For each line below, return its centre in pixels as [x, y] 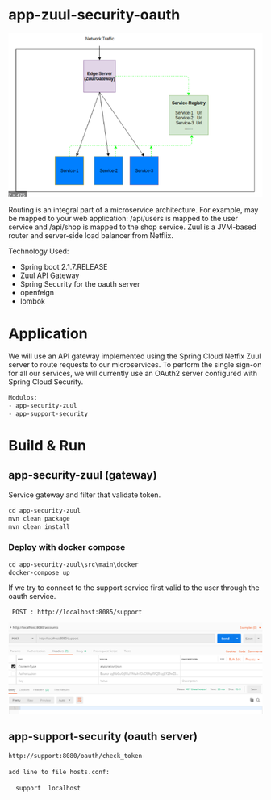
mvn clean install [39, 526]
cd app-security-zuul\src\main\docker [73, 564]
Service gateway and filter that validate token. [85, 495]
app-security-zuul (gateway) [83, 475]
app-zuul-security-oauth [94, 15]
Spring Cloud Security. [46, 382]
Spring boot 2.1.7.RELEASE [64, 266]
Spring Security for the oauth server [80, 283]
